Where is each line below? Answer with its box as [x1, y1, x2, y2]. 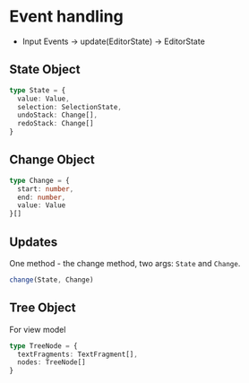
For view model [9, 324, 66, 335]
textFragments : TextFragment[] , [17, 350, 139, 359]
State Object [9, 62, 81, 77]
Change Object [9, 152, 96, 168]
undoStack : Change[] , [17, 110, 99, 120]
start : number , [17, 184, 74, 194]
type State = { [9, 85, 66, 95]
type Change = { [9, 176, 70, 185]
